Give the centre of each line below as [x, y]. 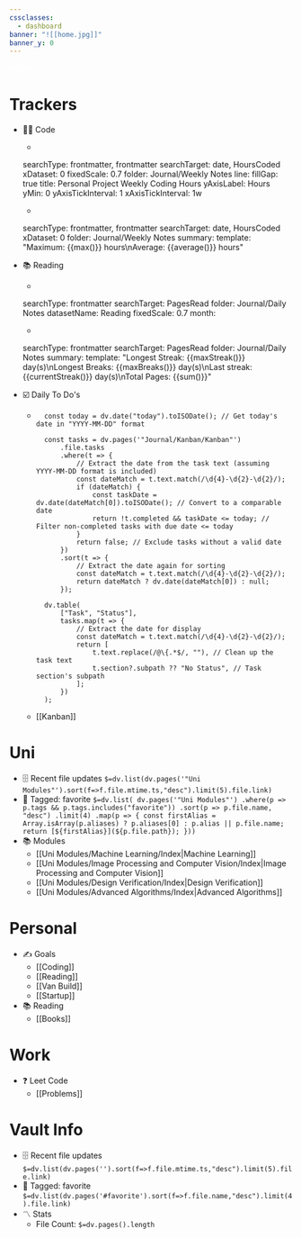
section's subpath [70, 676]
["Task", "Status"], [98, 613]
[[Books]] [53, 1019]
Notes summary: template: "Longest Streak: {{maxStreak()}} [133, 357]
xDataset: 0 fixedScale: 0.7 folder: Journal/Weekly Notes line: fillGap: [150, 174]
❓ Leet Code [45, 1080]
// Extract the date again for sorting [151, 566]
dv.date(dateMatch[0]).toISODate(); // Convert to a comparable [159, 503]
